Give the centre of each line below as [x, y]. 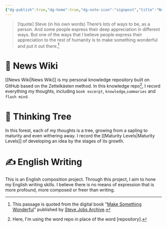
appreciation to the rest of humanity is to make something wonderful [87, 40]
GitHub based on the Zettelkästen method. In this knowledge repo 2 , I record [83, 85]
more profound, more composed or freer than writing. [60, 190]
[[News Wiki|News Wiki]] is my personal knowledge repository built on [78, 80]
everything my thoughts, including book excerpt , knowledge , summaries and [80, 91]
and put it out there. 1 [38, 45]
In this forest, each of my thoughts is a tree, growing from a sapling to [77, 130]
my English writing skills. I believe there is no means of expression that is [80, 184]
